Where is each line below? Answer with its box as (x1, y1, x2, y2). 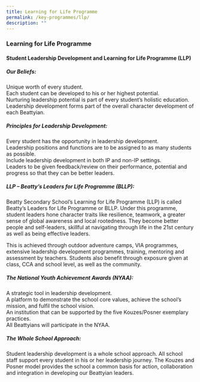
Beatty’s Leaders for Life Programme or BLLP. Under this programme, (6, 204, 178, 211)
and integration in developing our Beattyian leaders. (6, 369, 134, 376)
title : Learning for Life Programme (6, 8, 98, 15)
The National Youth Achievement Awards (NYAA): (6, 274, 134, 281)
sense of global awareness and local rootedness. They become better (6, 217, 179, 225)
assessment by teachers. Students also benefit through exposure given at (6, 254, 189, 261)
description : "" (6, 20, 47, 26)
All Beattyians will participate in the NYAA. (6, 321, 111, 328)
